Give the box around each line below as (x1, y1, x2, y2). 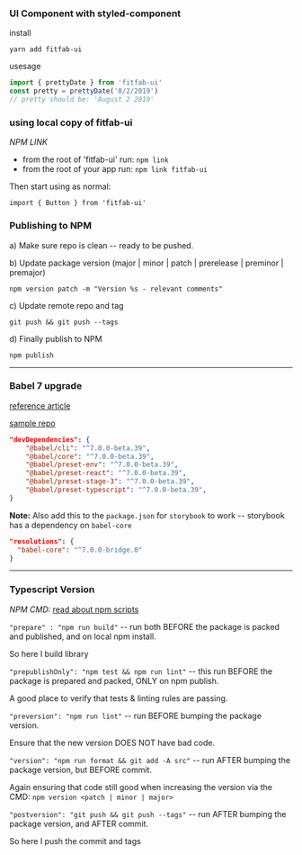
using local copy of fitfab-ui (9, 116, 133, 129)
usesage (9, 61, 41, 72)
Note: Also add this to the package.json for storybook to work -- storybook (9, 509, 285, 520)
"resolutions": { (9, 536, 75, 546)
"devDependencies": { (9, 435, 91, 444)
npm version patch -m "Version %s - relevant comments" (9, 284, 223, 293)
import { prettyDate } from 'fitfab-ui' (9, 78, 164, 87)
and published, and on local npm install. (9, 631, 156, 642)
